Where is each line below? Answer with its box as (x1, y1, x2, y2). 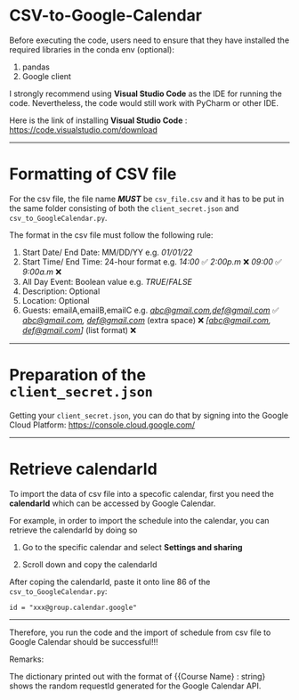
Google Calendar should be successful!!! (9, 636, 158, 647)
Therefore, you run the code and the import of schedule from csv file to (9, 627, 271, 638)
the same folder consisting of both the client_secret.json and (9, 202, 239, 214)
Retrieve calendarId (9, 460, 158, 479)
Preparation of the (9, 365, 147, 386)
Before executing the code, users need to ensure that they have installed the (9, 35, 290, 45)
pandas (21, 61, 51, 72)
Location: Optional (21, 295, 90, 305)
